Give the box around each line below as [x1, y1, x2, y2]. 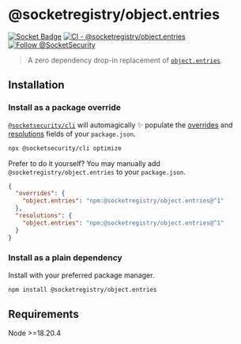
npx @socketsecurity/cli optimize [8, 144, 122, 152]
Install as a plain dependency [8, 252, 122, 263]
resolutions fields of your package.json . [8, 129, 136, 138]
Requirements [8, 308, 79, 321]
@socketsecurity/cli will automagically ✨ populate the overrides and [8, 120, 233, 130]
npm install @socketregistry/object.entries [8, 285, 157, 293]
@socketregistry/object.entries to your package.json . [8, 167, 186, 176]
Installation [8, 78, 65, 92]
